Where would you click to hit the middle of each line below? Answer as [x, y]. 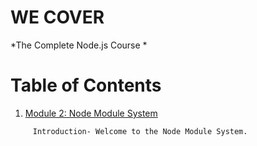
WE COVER [57, 17]
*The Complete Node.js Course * [79, 45]
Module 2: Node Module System [91, 113]
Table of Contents [86, 85]
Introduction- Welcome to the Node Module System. [140, 131]
